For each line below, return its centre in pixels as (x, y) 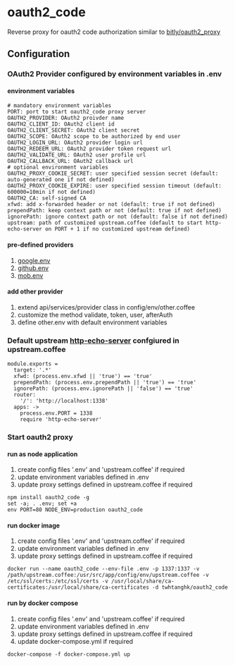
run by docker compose (43, 603)
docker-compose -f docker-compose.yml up (69, 654)
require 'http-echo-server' (61, 420)
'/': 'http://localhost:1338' (64, 401)
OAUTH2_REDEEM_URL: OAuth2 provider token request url (89, 149)
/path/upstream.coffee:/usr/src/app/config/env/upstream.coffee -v (108, 575)
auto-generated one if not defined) (61, 180)
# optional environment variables (58, 167)
